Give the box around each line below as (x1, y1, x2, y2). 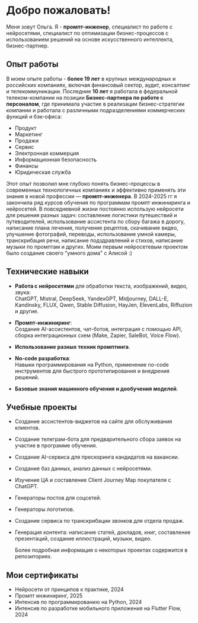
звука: (14, 288, 31, 295)
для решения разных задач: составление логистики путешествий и (6, 211, 177, 218)
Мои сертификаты (6, 570, 79, 580)
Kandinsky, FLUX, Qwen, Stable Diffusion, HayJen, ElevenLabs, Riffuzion (14, 301, 193, 309)
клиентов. (14, 424, 40, 431)
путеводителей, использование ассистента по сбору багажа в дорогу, (6, 218, 186, 225)
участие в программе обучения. (14, 442, 98, 449)
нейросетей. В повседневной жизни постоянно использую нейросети (6, 205, 184, 212)
